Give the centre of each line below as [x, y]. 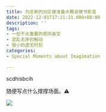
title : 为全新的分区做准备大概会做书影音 [52, 12]
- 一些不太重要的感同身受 [34, 34]
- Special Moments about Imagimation [53, 56]
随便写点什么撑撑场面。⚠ [38, 91]
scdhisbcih [20, 78]
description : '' [26, 23]
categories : [21, 51]
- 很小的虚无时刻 [25, 46]
